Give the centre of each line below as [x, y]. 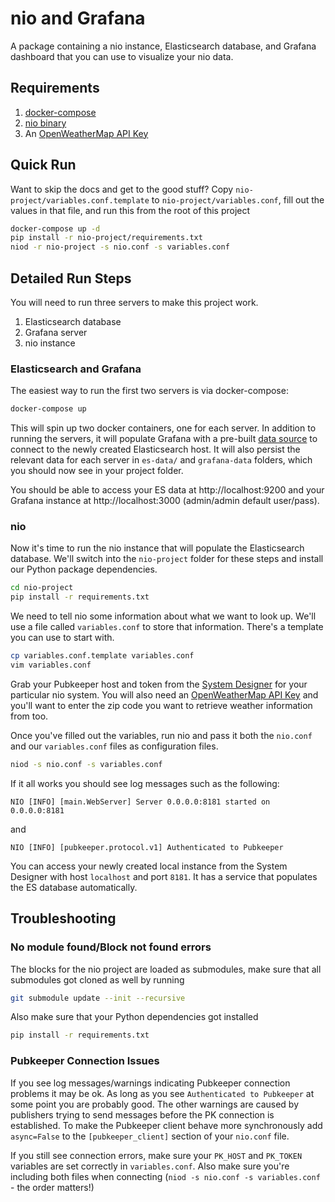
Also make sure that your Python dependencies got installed [134, 1017]
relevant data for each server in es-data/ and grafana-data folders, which [161, 460]
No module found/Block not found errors [111, 947]
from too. [29, 716]
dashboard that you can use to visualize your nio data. [122, 56]
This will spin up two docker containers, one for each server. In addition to [163, 428]
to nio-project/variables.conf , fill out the [238, 199]
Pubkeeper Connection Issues [85, 1061]
